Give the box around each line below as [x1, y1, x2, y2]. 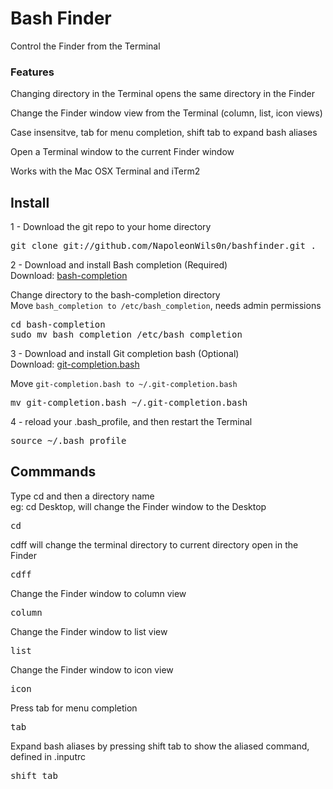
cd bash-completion [10, 319, 106, 331]
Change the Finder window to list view [10, 625, 168, 637]
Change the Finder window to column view [10, 587, 187, 599]
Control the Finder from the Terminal [10, 40, 161, 52]
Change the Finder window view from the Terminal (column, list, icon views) [10, 107, 323, 119]
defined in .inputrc [10, 750, 87, 762]
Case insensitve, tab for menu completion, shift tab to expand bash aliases [10, 127, 318, 139]
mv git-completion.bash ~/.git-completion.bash [10, 397, 248, 409]
